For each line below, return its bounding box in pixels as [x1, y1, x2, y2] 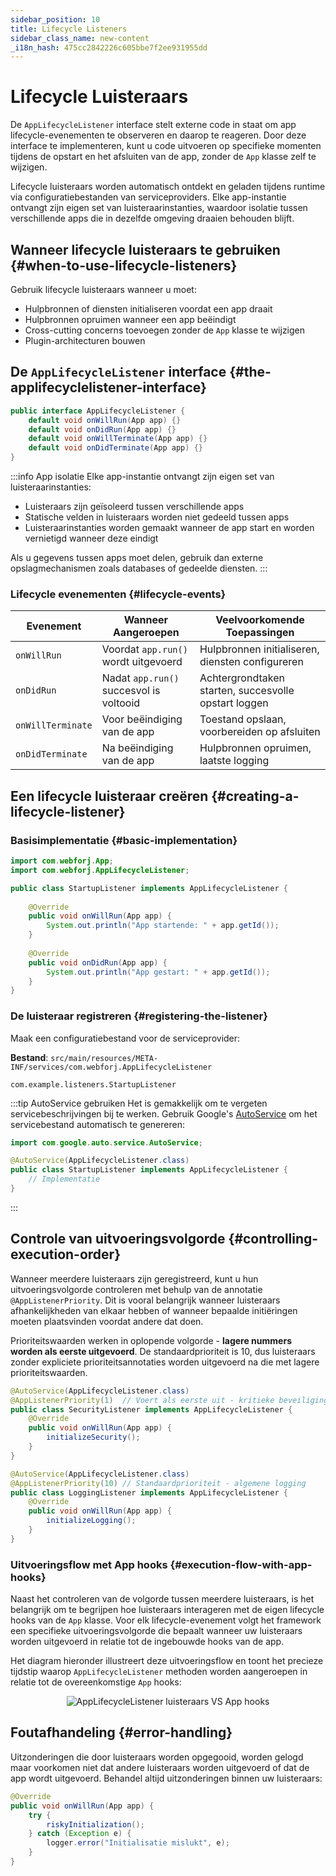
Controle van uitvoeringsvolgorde [10, 1231, 226, 1248]
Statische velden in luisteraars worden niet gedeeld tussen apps [24, 511, 290, 523]
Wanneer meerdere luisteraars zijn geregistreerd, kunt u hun [10, 1272, 259, 1285]
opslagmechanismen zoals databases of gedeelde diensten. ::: [10, 562, 268, 575]
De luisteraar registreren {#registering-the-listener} [10, 1009, 268, 1023]
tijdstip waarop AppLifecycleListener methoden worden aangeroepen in [10, 1666, 308, 1678]
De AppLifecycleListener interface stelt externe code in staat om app [10, 119, 297, 131]
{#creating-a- [211, 787, 300, 805]
